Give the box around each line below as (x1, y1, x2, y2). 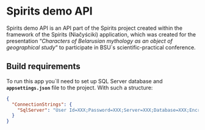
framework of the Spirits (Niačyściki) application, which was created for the (6, 30, 196, 38)
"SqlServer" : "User (17, 107, 67, 113)
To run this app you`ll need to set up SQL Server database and (6, 77, 163, 84)
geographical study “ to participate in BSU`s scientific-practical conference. (6, 44, 196, 51)
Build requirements (6, 61, 81, 72)
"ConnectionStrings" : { (12, 101, 72, 108)
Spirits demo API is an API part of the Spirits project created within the (6, 24, 183, 32)
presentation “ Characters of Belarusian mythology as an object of (6, 37, 173, 44)
